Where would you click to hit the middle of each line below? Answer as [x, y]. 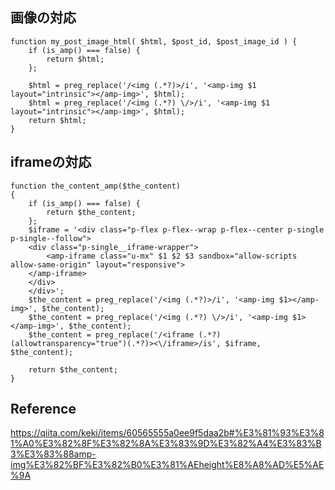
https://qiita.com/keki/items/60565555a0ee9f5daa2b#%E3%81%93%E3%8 [167, 433]
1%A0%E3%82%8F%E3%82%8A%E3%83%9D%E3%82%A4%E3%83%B [166, 444]
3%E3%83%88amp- [53, 454]
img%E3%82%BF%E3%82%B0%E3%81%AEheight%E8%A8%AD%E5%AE [167, 465]
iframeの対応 [51, 162]
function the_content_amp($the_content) [96, 186]
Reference [43, 409]
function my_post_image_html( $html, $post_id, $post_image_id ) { [154, 41]
